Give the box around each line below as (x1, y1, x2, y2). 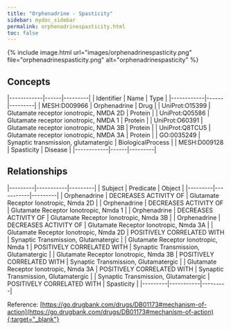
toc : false (7, 29, 39, 37)
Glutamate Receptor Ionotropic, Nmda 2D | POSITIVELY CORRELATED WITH (7, 228, 225, 236)
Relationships (7, 165, 68, 177)
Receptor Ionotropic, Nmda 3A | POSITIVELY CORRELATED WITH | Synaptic (7, 264, 224, 273)
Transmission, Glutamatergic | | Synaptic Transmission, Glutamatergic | (7, 272, 210, 280)
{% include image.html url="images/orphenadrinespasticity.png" (7, 48, 192, 57)
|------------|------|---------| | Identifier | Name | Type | (7, 94, 168, 102)
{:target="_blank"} (7, 315, 60, 323)
